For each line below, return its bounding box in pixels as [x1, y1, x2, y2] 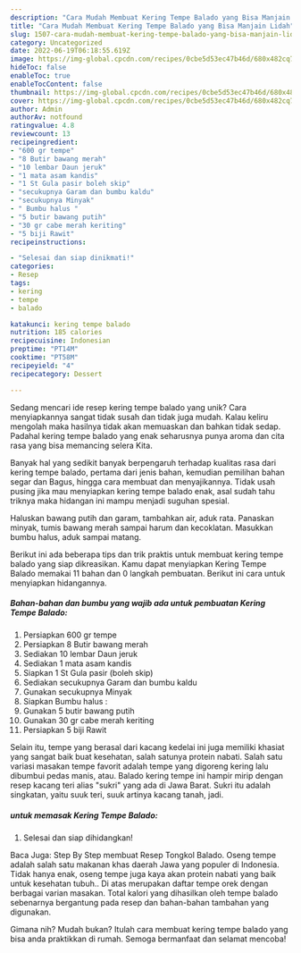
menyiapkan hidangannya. [10, 578, 107, 588]
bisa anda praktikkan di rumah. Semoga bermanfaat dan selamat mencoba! [10, 933, 287, 944]
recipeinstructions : [10, 238, 88, 247]
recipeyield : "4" [10, 361, 75, 370]
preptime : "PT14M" [10, 345, 79, 354]
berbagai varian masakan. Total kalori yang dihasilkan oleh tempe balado [10, 888, 279, 898]
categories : [10, 262, 54, 271]
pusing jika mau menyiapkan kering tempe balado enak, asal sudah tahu [10, 485, 276, 496]
